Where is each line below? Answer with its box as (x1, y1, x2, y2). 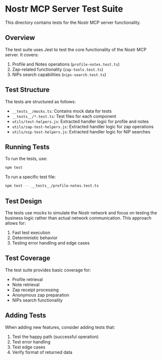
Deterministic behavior (12, 235, 58, 241)
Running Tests (5, 143, 50, 151)
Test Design (5, 197, 42, 205)
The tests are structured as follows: (5, 98, 76, 104)
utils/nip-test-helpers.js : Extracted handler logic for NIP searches (12, 129, 151, 134)
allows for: (5, 220, 26, 226)
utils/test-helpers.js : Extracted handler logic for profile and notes (12, 118, 149, 124)
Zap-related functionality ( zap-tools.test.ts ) (12, 66, 104, 72)
